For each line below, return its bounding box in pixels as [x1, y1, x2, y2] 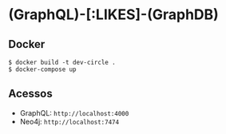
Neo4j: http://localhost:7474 [19, 116, 120, 126]
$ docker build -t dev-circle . [8, 58, 116, 66]
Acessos [8, 87, 54, 100]
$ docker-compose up [8, 65, 77, 73]
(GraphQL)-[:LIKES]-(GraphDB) [8, 6, 220, 24]
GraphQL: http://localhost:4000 [19, 108, 129, 117]
